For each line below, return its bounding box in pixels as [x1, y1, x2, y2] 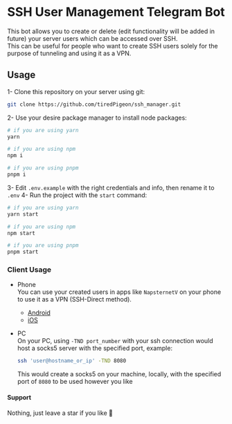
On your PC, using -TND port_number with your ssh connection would [17, 337, 213, 345]
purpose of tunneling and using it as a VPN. [7, 49, 132, 57]
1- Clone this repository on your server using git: [7, 87, 145, 95]
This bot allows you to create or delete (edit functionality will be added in [7, 27, 215, 35]
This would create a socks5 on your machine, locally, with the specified [17, 370, 222, 378]
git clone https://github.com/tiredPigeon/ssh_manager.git [7, 101, 181, 108]
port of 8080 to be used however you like [17, 378, 133, 386]
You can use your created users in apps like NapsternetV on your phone [17, 288, 222, 296]
